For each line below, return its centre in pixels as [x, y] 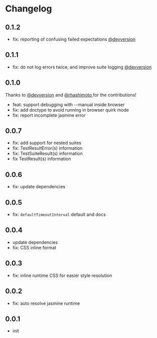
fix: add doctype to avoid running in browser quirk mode [71, 110]
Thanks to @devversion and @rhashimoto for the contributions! [71, 95]
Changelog [29, 9]
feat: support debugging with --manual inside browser [68, 104]
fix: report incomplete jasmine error [49, 115]
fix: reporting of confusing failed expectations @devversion [74, 39]
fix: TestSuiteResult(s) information [47, 154]
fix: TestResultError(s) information [47, 148]
